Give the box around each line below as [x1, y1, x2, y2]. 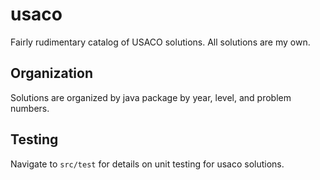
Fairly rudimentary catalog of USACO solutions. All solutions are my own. [10, 36, 311, 48]
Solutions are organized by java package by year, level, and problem [10, 91, 292, 103]
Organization [10, 65, 93, 82]
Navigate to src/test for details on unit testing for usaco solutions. [10, 158, 285, 170]
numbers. [10, 102, 50, 114]
